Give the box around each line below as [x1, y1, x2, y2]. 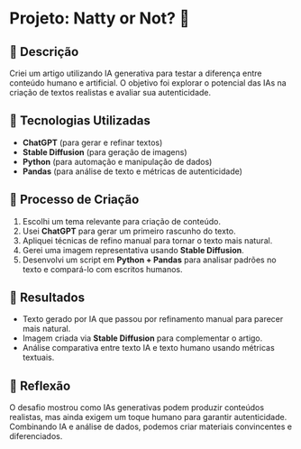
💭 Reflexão [9, 378, 71, 393]
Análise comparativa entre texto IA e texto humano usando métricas [22, 343, 275, 353]
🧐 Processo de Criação [9, 192, 140, 207]
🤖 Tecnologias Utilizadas [9, 113, 150, 129]
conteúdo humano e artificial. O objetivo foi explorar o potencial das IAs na [9, 78, 287, 88]
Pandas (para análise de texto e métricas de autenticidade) [22, 166, 243, 177]
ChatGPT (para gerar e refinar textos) [22, 137, 163, 148]
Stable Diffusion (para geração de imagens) [22, 146, 187, 157]
